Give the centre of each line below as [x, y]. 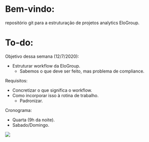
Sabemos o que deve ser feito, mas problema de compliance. [82, 71]
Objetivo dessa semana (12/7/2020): [42, 56]
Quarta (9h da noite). [34, 120]
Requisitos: [17, 80]
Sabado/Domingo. [31, 125]
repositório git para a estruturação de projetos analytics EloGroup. [72, 23]
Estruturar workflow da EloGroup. [46, 66]
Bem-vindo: [30, 9]
